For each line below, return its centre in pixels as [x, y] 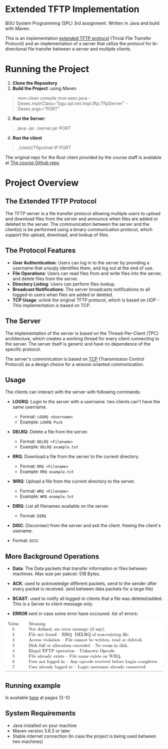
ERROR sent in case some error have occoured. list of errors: [75, 614]
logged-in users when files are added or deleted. [63, 294]
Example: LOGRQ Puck [41, 422]
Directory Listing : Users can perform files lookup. [64, 284]
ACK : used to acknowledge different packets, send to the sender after [85, 583]
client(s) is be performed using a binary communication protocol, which [79, 229]
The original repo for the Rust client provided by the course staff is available [83, 157]
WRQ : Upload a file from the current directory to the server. [74, 481]
